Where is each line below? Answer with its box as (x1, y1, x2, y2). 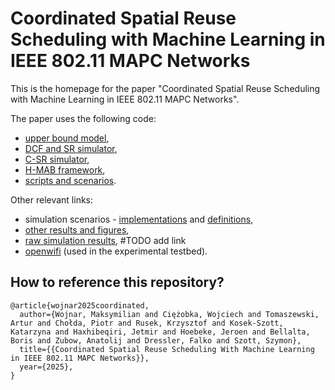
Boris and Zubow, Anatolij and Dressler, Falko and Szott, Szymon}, (10, 335, 302, 346)
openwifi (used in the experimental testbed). (24, 245, 208, 257)
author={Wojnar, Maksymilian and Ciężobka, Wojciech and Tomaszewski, (19, 309, 320, 319)
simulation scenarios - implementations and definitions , (24, 213, 254, 225)
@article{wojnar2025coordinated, (10, 300, 150, 311)
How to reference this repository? (10, 274, 225, 291)
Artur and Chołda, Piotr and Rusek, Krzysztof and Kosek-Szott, (10, 318, 284, 328)
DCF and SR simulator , (24, 142, 118, 154)
